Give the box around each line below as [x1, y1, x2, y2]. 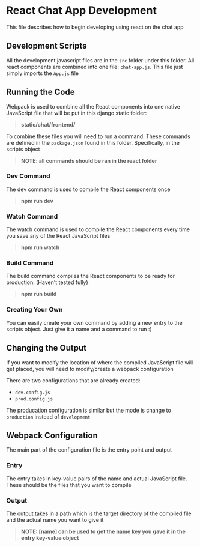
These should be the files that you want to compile [6, 481, 132, 488]
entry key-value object [20, 534, 79, 541]
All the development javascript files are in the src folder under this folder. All [6, 56, 195, 64]
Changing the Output [6, 343, 87, 353]
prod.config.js [14, 396, 53, 402]
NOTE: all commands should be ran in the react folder [20, 157, 157, 164]
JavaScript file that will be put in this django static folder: [6, 109, 147, 116]
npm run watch [20, 244, 60, 251]
